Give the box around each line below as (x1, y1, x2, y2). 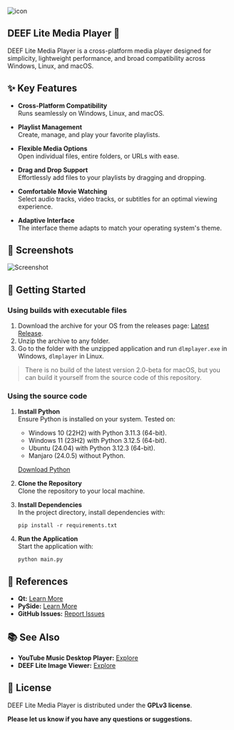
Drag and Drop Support (17, 165, 88, 174)
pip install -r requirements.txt (17, 522, 118, 529)
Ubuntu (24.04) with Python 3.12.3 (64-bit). (28, 444, 156, 453)
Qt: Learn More (17, 594, 63, 603)
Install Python (17, 407, 61, 416)
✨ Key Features (7, 82, 77, 94)
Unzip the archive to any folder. (17, 336, 111, 346)
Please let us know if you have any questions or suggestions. (7, 714, 193, 723)
